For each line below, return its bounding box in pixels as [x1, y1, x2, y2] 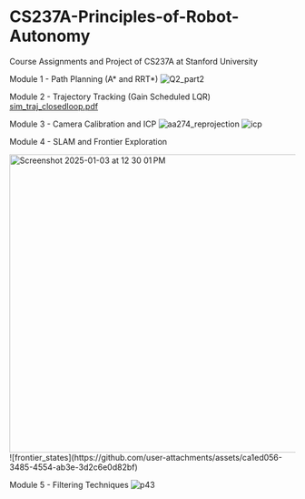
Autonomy [9, 25, 91, 46]
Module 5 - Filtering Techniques [9, 479, 129, 490]
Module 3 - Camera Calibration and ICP [9, 118, 157, 129]
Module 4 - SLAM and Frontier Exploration [9, 136, 168, 147]
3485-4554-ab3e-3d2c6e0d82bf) [9, 462, 138, 473]
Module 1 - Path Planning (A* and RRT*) [9, 73, 159, 84]
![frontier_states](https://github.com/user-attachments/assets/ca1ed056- [9, 452, 283, 463]
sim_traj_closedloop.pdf [9, 100, 98, 111]
